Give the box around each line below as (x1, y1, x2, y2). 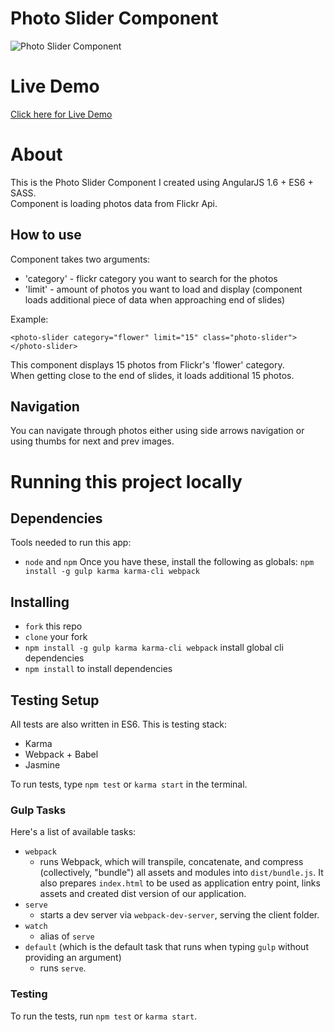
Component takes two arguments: (10, 253, 151, 265)
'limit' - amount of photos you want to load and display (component (24, 283, 303, 295)
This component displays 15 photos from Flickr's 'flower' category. (10, 358, 285, 371)
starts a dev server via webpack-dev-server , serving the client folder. (39, 909, 320, 921)
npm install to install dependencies (24, 663, 173, 675)
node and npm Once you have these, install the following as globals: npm (24, 556, 315, 568)
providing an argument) (24, 952, 122, 964)
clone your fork (24, 631, 88, 643)
